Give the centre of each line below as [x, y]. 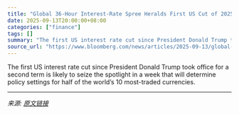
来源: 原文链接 [28, 103]
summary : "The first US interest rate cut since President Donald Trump [117, 40]
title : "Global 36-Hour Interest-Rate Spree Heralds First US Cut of [113, 14]
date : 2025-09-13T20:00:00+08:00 [57, 21]
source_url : [25, 47]
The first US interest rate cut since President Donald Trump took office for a [118, 67]
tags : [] [20, 34]
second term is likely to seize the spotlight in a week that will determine [112, 74]
